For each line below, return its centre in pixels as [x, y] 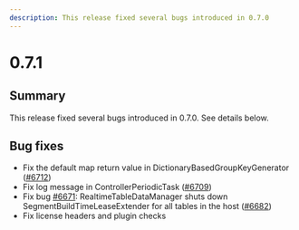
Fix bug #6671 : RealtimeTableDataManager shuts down [125, 196]
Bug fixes [37, 146]
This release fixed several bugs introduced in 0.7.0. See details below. [139, 118]
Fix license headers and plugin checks [94, 216]
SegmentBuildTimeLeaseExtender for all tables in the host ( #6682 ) [147, 206]
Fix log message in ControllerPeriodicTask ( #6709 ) [117, 187]
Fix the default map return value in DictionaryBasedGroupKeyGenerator [156, 168]
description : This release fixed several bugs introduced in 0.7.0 [140, 18]
